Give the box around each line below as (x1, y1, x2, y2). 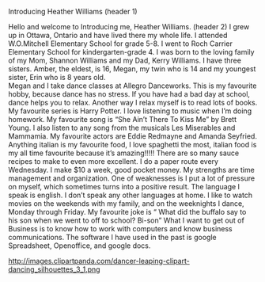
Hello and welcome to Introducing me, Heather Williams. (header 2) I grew (8, 22, 250, 31)
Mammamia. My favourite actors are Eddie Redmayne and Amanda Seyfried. (8, 131, 257, 141)
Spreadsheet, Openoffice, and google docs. (8, 241, 151, 250)
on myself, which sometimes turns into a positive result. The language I (8, 182, 240, 191)
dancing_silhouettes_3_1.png (8, 265, 100, 274)
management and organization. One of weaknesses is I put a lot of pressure (8, 173, 256, 183)
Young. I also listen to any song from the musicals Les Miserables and (8, 123, 236, 132)
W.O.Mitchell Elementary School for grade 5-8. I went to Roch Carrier (8, 39, 233, 48)
